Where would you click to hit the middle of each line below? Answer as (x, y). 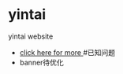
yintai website (31, 36)
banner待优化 (42, 62)
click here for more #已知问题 (67, 52)
